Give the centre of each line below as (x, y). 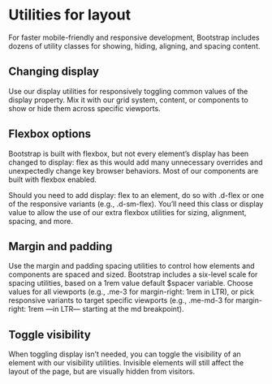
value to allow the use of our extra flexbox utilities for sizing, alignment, (127, 212)
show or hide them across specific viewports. (84, 108)
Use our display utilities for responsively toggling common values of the (128, 91)
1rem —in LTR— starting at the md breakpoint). (106, 309)
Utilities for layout (70, 15)
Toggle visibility (50, 334)
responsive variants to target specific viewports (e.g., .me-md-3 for (121, 300)
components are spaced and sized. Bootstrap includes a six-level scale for (133, 274)
